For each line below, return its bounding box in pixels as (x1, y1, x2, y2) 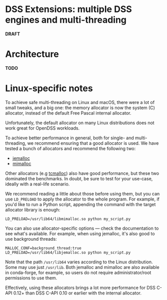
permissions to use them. (5, 275, 57, 281)
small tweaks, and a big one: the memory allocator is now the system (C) (5, 105, 155, 111)
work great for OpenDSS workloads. (5, 125, 80, 131)
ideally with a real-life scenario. (5, 181, 70, 187)
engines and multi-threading (5, 14, 126, 26)
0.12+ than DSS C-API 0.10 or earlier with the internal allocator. (13, 290, 141, 296)
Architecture (5, 49, 59, 60)
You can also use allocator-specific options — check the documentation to (5, 225, 159, 231)
